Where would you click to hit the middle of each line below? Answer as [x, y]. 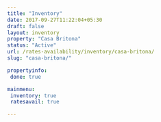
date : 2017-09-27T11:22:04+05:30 [55, 20]
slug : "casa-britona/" [39, 58]
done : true [25, 77]
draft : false [26, 26]
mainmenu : [21, 89]
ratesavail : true [35, 102]
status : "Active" [32, 45]
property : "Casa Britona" [44, 39]
